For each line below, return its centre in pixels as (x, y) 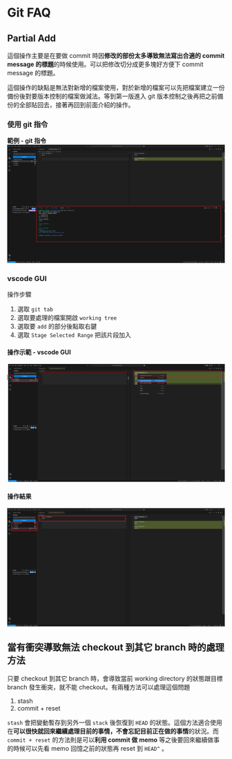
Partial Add (32, 38)
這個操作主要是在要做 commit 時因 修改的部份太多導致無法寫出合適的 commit (116, 56)
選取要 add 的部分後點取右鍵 (57, 327)
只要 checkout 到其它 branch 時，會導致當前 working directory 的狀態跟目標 (115, 678)
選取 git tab (35, 309)
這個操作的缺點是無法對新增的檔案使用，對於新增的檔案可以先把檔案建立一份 (116, 87)
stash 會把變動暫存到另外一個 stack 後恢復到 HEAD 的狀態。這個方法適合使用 (115, 722)
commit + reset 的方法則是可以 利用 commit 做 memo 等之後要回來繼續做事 (113, 740)
